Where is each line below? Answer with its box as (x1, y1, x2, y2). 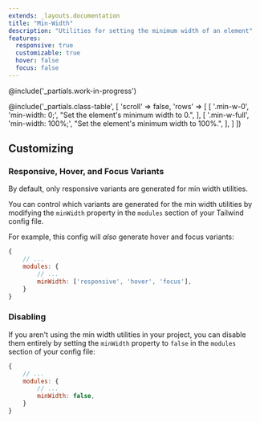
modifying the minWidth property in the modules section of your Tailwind (8, 208, 245, 217)
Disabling (8, 311, 47, 323)
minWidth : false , (37, 392, 95, 400)
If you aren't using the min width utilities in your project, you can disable (8, 330, 246, 339)
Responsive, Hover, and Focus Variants (8, 166, 165, 177)
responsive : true (15, 42, 74, 50)
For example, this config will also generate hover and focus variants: (8, 232, 234, 241)
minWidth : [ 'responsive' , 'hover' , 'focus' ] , (37, 278, 193, 286)
